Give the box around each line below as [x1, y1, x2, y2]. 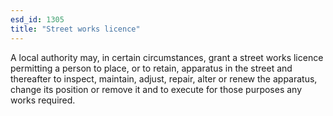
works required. [10, 94, 76, 106]
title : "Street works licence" [10, 24, 141, 34]
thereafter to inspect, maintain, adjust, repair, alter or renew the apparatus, [10, 72, 318, 85]
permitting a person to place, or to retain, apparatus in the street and [10, 62, 293, 74]
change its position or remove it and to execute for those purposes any [10, 83, 303, 95]
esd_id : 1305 [10, 14, 65, 25]
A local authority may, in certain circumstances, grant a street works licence [10, 51, 324, 63]
